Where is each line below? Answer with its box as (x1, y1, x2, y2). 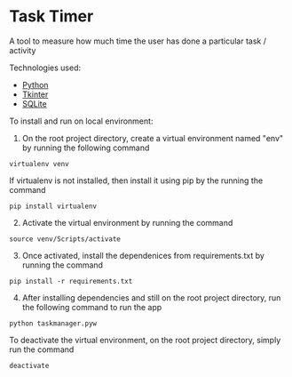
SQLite (21, 98, 47, 108)
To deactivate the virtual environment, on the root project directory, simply (9, 334, 281, 345)
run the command (9, 344, 75, 355)
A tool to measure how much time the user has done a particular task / (9, 36, 266, 46)
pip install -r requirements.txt (9, 277, 133, 285)
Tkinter (21, 89, 49, 100)
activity (9, 44, 36, 55)
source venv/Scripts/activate (9, 234, 122, 244)
